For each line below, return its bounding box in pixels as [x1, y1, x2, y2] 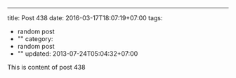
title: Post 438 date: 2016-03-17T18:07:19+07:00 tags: [7, 14, 163, 22]
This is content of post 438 [7, 63, 86, 71]
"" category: [17, 35, 53, 42]
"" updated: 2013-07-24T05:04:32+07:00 [17, 49, 138, 58]
